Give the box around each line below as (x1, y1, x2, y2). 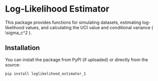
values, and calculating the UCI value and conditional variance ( (25, 24, 154, 30)
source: (5, 62, 20, 67)
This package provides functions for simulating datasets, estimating (5, 19, 141, 25)
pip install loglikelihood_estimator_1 (5, 71, 86, 76)
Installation (5, 44, 40, 52)
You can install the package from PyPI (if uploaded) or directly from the (5, 57, 148, 63)
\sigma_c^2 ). (5, 30, 32, 35)
